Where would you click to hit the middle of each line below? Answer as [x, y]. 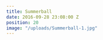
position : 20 [22, 22]
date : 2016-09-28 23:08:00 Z [43, 17]
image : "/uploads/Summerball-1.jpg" [52, 28]
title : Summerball [29, 11]
